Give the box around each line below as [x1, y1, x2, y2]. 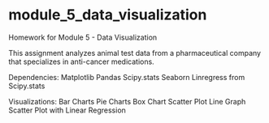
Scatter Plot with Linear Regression [8, 105, 126, 115]
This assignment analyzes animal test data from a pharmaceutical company [8, 48, 262, 57]
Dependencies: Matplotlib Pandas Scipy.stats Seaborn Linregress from [8, 72, 245, 82]
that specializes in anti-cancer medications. [8, 57, 154, 66]
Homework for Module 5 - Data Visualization [8, 32, 158, 42]
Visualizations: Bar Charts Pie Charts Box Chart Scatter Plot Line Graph [8, 96, 246, 106]
